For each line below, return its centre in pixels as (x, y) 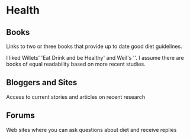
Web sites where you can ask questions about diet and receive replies (91, 130)
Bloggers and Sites (42, 83)
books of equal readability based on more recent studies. (76, 64)
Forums (21, 116)
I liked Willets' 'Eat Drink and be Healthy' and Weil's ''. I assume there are (95, 58)
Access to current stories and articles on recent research (76, 97)
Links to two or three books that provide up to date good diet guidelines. (94, 46)
